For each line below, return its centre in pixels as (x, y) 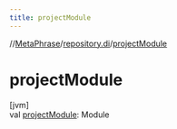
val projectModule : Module (60, 115)
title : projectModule (50, 18)
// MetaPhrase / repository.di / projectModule (88, 43)
